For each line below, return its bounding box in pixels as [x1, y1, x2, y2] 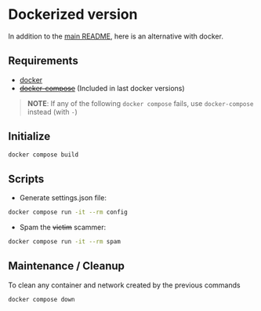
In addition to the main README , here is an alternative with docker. [8, 31, 223, 41]
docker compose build [8, 151, 79, 159]
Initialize [8, 130, 51, 143]
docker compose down [8, 295, 76, 303]
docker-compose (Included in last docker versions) [19, 83, 186, 93]
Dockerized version [8, 5, 138, 24]
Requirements [8, 54, 78, 68]
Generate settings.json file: [19, 193, 107, 203]
